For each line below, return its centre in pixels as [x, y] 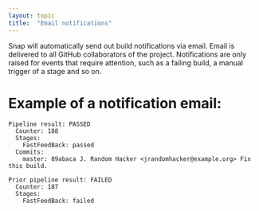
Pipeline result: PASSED [49, 124]
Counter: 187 [37, 187]
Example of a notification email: [115, 103]
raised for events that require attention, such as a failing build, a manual [126, 63]
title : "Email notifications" [60, 23]
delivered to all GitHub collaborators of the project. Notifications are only [128, 54]
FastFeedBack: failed [58, 201]
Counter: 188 [37, 131]
